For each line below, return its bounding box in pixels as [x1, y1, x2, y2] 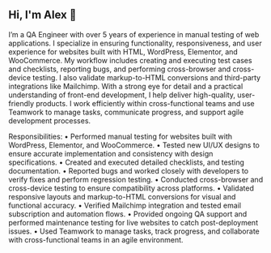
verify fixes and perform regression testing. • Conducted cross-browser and [8, 174, 264, 184]
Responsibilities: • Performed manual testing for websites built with [8, 131, 233, 141]
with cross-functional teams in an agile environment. [8, 234, 184, 244]
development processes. [8, 115, 91, 126]
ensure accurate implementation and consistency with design [8, 148, 214, 158]
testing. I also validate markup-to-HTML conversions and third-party [32, 72, 261, 82]
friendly [8, 98, 35, 108]
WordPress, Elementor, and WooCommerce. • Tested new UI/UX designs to [8, 139, 260, 150]
